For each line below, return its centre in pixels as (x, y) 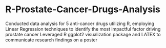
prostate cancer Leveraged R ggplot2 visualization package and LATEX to (83, 34)
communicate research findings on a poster (51, 40)
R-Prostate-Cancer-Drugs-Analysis (83, 9)
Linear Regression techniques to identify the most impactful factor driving (83, 29)
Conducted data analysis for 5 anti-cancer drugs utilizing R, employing (80, 23)
